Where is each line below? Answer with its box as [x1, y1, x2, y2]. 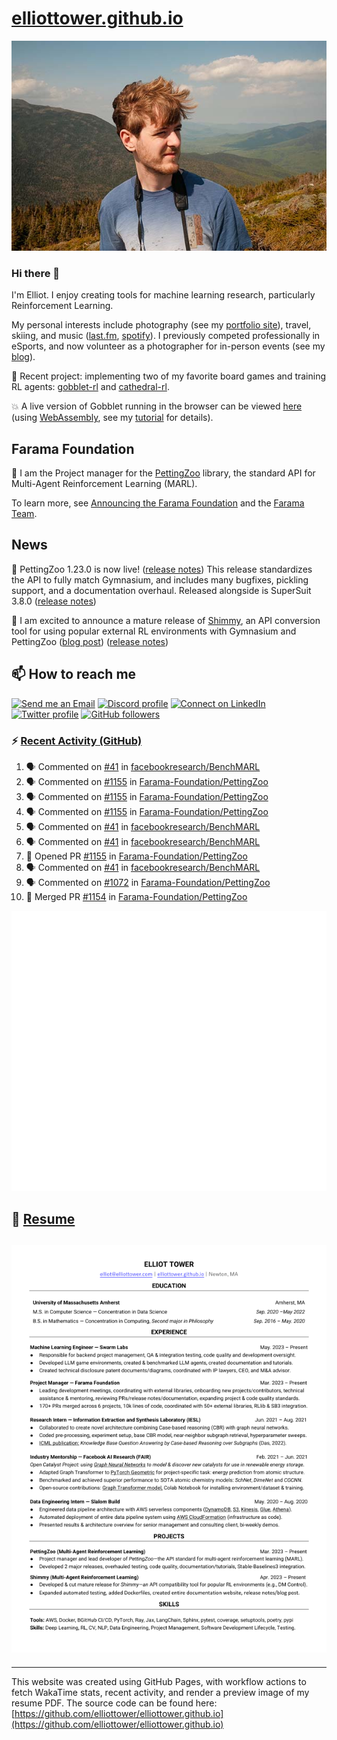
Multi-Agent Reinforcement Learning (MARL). [11, 478, 198, 490]
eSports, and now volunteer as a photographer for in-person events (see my [11, 340, 326, 352]
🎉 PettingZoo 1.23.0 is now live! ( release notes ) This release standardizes [11, 563, 313, 575]
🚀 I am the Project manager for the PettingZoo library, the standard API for [11, 467, 316, 479]
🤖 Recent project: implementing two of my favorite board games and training [11, 370, 327, 382]
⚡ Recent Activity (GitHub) [11, 733, 143, 747]
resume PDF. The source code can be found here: [11, 1697, 218, 1709]
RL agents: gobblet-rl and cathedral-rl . [11, 381, 170, 393]
